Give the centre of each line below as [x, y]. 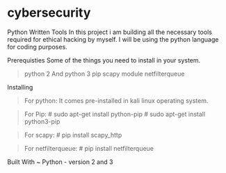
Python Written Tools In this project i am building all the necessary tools [110, 32]
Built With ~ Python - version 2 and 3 [60, 162]
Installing [20, 87]
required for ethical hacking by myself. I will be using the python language [113, 39]
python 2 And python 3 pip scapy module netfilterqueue [104, 74]
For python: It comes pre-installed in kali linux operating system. [116, 100]
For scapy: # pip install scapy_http [73, 135]
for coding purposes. [37, 47]
